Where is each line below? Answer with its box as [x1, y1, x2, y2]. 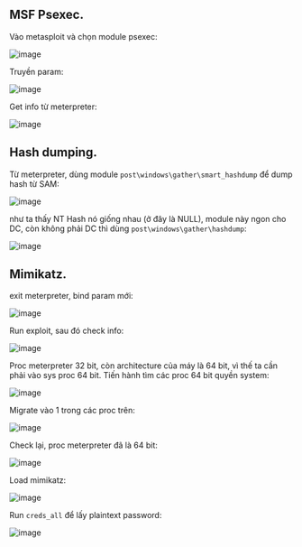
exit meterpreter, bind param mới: [9, 291, 133, 301]
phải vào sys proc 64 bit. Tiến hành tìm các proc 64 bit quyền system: [9, 370, 270, 381]
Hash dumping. [9, 144, 97, 161]
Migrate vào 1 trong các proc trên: [9, 405, 135, 416]
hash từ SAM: [9, 178, 60, 189]
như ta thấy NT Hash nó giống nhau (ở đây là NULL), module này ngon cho [9, 213, 287, 224]
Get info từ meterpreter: [9, 101, 97, 112]
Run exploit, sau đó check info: [9, 325, 124, 337]
